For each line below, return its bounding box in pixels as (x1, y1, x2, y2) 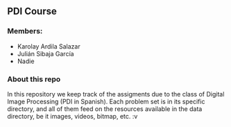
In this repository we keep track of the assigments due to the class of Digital (7, 90, 225, 98)
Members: (7, 26, 43, 36)
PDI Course (7, 6, 57, 17)
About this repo (7, 74, 61, 84)
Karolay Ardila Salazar (17, 42, 81, 51)
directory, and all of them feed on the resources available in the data (7, 104, 203, 113)
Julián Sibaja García (17, 49, 74, 58)
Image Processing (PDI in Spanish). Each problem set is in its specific (7, 97, 205, 105)
